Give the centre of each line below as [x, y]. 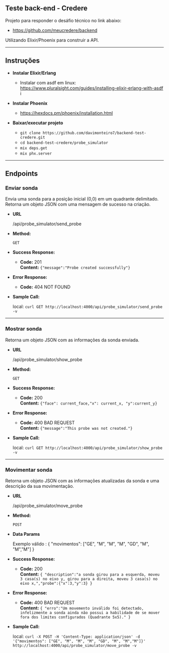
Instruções [23, 61]
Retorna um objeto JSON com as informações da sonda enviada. [72, 340]
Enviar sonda [22, 188]
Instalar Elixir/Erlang [34, 73]
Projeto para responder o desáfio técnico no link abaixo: [63, 20]
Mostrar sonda [24, 329]
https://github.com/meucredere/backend [55, 30]
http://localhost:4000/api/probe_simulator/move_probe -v [74, 645]
